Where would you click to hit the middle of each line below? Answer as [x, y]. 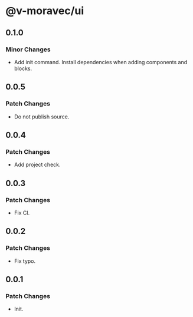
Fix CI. [22, 213]
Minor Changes [28, 49]
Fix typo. [25, 261]
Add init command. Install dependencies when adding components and [101, 62]
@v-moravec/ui [45, 11]
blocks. [23, 68]
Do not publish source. [42, 117]
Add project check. [37, 165]
